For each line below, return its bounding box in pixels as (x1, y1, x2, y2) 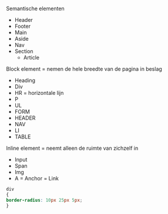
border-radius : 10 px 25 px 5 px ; (6, 197, 83, 203)
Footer (14, 23, 31, 29)
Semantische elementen (6, 5, 65, 12)
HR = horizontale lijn (14, 90, 64, 96)
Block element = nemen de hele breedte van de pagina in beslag (6, 65, 163, 73)
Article (23, 54, 40, 61)
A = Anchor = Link (14, 175, 59, 182)
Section (14, 48, 33, 55)
